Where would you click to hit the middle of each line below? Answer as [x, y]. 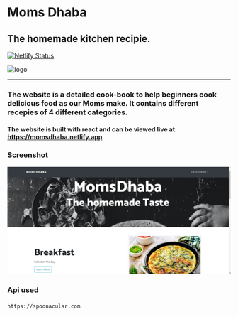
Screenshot [28, 155]
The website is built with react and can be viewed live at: [92, 129]
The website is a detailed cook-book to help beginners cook [112, 95]
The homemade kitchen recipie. [79, 39]
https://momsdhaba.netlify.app [55, 136]
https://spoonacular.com [44, 306]
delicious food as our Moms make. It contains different [103, 103]
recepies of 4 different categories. [68, 112]
